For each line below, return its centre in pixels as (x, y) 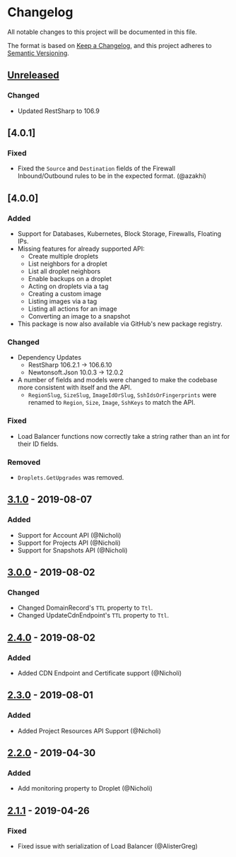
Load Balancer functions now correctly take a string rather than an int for (124, 436)
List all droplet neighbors (64, 271)
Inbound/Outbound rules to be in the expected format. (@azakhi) (112, 176)
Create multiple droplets (63, 256)
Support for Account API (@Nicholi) (69, 535)
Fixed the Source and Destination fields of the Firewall (96, 169)
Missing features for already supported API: (81, 249)
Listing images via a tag (63, 301)
